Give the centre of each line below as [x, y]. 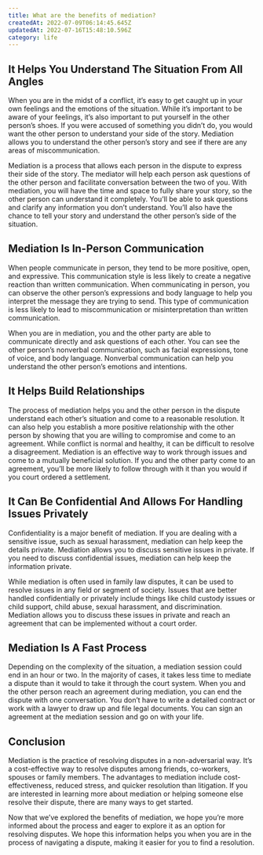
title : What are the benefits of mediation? [82, 15]
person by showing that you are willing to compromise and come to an [122, 435]
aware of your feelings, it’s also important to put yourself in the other [119, 117]
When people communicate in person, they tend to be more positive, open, [129, 267]
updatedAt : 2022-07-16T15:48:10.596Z [70, 30]
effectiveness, [31, 786]
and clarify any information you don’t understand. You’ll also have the [121, 207]
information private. [40, 566]
